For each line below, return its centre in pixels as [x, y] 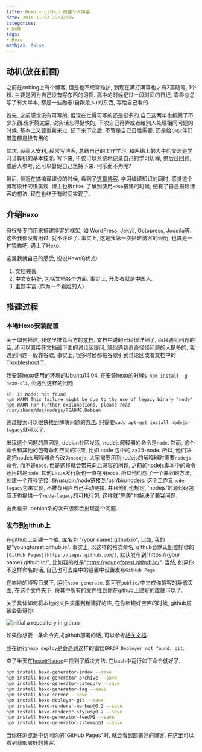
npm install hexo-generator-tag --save [56, 689]
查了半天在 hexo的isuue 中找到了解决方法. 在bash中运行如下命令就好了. [93, 661]
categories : [21, 23]
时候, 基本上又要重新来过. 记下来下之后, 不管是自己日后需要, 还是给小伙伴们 [99, 130]
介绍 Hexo [22, 215]
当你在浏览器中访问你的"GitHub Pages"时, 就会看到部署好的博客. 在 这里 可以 [100, 735]
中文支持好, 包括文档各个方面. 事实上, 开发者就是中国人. [84, 278]
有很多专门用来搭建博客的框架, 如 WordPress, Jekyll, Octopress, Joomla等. [99, 230]
